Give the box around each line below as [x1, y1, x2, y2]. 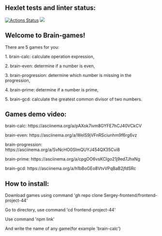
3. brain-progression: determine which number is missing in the [5, 72, 132, 78]
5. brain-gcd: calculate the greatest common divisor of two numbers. [5, 96, 143, 102]
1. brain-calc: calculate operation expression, [5, 53, 95, 59]
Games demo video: [5, 110, 67, 118]
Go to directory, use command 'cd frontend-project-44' [5, 207, 116, 213]
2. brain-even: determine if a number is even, [5, 63, 95, 69]
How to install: [5, 179, 49, 188]
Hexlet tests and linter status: [5, 4, 96, 12]
